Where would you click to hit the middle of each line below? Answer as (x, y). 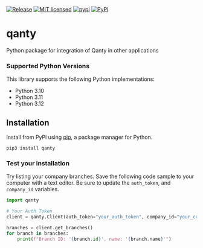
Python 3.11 (29, 97)
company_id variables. (33, 189)
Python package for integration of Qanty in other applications (82, 50)
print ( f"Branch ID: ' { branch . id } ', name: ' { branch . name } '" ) (94, 239)
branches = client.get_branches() (50, 227)
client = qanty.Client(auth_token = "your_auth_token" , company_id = (92, 217)
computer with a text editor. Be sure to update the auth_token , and (89, 183)
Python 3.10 (29, 91)
